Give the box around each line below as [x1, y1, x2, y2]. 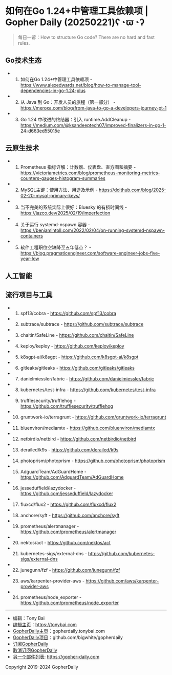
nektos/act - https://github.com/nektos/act [20, 539, 111, 545]
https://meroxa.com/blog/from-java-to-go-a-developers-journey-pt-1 [20, 104, 167, 111]
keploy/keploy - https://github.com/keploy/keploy [20, 343, 124, 349]
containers [20, 232, 44, 239]
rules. [17, 40, 30, 46]
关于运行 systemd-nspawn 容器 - [20, 221, 91, 227]
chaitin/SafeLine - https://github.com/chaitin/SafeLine [20, 332, 134, 338]
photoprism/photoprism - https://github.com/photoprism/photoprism [20, 458, 165, 464]
